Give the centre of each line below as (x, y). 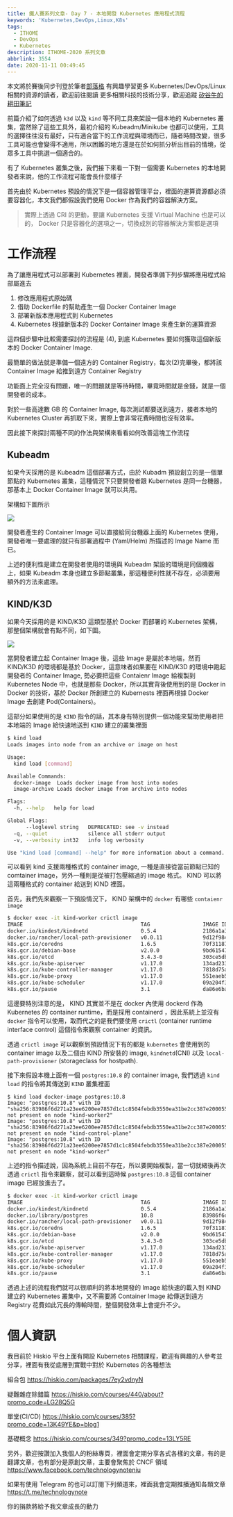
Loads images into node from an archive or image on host (93, 745)
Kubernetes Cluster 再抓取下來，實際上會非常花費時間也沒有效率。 (102, 418)
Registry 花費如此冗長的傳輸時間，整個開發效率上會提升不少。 (96, 1305)
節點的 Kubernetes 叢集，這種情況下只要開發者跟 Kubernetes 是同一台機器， (116, 481)
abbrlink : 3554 (29, 59)
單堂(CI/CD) (24, 1417)
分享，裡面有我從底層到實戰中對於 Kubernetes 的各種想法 (89, 1365)
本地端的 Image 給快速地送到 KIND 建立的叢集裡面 (77, 725)
